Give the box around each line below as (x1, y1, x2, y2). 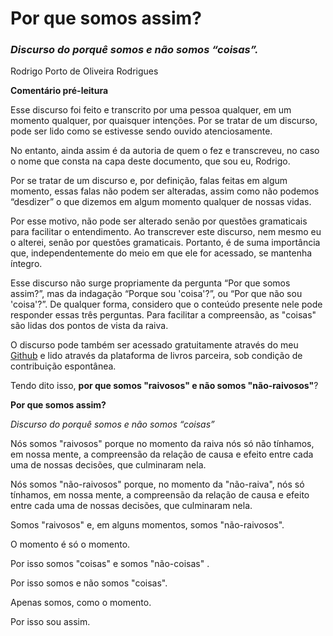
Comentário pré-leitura (10, 85, 109, 97)
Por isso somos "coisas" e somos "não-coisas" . (10, 558, 210, 570)
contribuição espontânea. (10, 360, 117, 372)
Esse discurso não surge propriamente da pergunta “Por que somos (10, 277, 291, 289)
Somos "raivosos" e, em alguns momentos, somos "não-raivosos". (10, 519, 285, 531)
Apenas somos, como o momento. (10, 597, 152, 609)
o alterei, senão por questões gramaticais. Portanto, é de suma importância (10, 237, 321, 249)
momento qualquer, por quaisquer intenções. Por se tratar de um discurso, (10, 115, 318, 127)
